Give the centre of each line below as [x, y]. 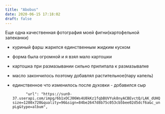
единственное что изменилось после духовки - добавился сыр [79, 85]
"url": [32, 94]
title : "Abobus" [22, 10]
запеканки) [17, 38]
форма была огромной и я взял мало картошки [62, 57]
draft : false [18, 19]
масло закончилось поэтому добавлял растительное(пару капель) [83, 76]
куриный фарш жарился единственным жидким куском [71, 47]
